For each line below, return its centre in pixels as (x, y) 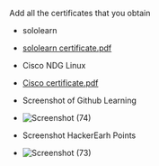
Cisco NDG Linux (54, 65)
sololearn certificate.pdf (67, 48)
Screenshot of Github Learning (79, 100)
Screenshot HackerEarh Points (79, 135)
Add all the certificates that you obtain (80, 13)
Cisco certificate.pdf (60, 83)
